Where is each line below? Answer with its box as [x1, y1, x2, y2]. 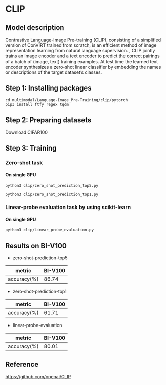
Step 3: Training [5, 144, 57, 153]
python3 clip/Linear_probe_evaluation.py [5, 227, 94, 233]
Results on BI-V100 [5, 241, 67, 250]
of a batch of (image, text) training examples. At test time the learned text [5, 58, 158, 64]
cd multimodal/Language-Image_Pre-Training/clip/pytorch [5, 97, 128, 102]
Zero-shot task [5, 159, 43, 166]
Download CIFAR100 [5, 129, 48, 135]
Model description [5, 23, 64, 32]
